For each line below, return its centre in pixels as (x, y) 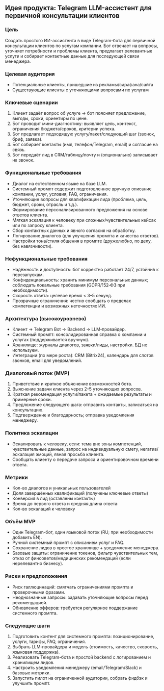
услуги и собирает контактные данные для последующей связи (72, 56)
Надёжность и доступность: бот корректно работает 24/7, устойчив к (85, 269)
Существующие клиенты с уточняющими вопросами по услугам (80, 90)
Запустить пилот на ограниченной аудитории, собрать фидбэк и (80, 678)
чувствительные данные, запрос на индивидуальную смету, (76, 449)
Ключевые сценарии (31, 102)
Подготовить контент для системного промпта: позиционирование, (83, 636)
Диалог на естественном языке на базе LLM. (59, 183)
